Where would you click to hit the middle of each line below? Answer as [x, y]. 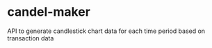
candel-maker [49, 12]
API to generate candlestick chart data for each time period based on [106, 31]
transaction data [31, 38]
